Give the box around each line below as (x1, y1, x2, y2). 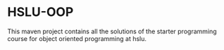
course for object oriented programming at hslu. (7, 34, 147, 42)
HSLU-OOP (7, 4, 74, 20)
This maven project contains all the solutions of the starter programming (7, 27, 217, 35)
